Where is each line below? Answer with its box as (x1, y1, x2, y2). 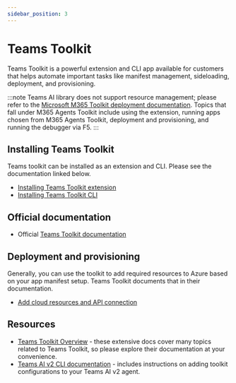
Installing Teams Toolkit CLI (17, 191, 98, 199)
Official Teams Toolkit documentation (17, 230, 126, 239)
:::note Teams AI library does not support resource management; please (7, 93, 217, 101)
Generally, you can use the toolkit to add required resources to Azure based (7, 269, 228, 278)
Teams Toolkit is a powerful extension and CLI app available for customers (7, 64, 224, 73)
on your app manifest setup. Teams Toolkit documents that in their (7, 277, 201, 285)
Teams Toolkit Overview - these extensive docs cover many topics (17, 337, 212, 346)
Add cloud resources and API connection (17, 298, 138, 306)
